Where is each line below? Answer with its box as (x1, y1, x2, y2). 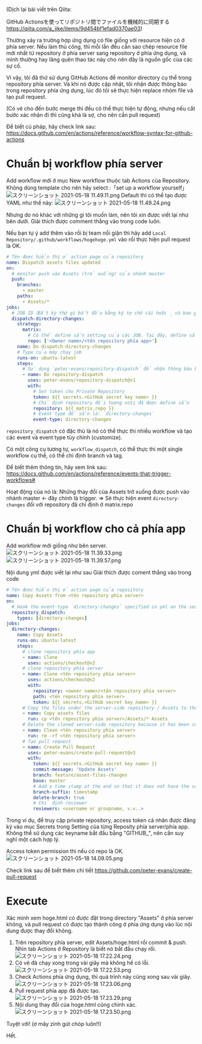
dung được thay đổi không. (6, 927, 73, 935)
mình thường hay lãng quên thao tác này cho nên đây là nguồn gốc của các (6, 56, 193, 63)
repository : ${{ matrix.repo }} (32, 405, 114, 412)
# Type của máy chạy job (17, 349, 82, 355)
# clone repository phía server (22, 666, 103, 672)
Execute (6, 894, 48, 908)
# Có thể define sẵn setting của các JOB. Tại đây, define (28, 333, 187, 339)
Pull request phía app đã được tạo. (14, 987, 100, 995)
